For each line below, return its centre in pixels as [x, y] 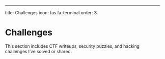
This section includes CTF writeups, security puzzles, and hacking [72, 46]
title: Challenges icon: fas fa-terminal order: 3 [51, 13]
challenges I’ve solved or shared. [39, 51]
